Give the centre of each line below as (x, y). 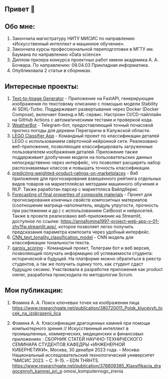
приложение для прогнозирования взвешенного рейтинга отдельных (87, 178)
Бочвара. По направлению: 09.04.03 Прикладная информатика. (80, 65)
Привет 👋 (20, 9)
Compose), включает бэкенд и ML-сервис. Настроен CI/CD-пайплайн (87, 115)
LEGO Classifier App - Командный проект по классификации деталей (86, 136)
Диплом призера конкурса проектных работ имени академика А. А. (85, 60)
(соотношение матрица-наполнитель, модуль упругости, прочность (85, 205)
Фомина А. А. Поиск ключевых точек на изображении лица (76, 303)
